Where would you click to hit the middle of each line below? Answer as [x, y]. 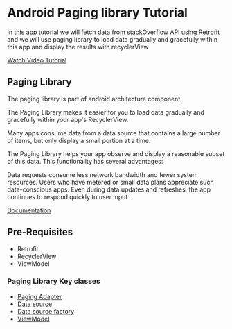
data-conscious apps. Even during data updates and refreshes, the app [109, 189]
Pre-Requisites [40, 232]
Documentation [29, 210]
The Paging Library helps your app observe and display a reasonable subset [116, 153]
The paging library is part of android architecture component [94, 99]
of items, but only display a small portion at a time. [79, 140]
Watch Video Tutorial [37, 60]
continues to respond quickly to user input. [68, 196]
